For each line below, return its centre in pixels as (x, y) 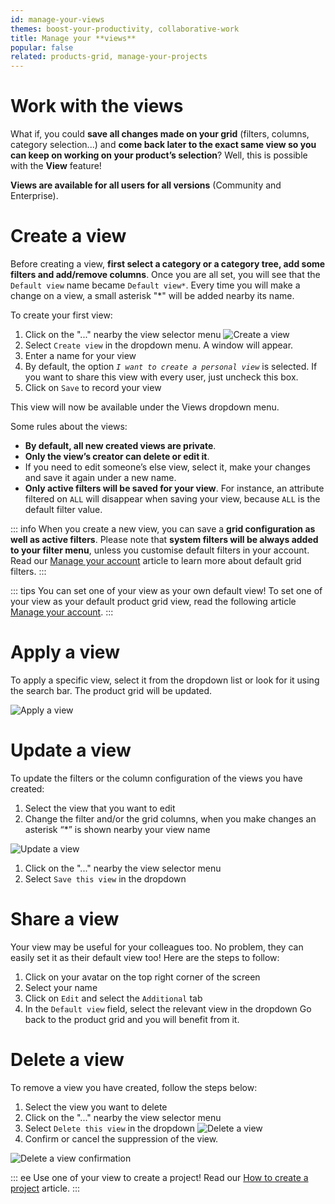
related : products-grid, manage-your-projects (109, 57)
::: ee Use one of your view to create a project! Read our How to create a (159, 1177)
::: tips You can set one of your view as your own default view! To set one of (166, 590)
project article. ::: (45, 1188)
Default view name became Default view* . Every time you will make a (155, 285)
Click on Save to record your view (93, 387)
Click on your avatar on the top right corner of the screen (142, 977)
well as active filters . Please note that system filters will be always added (164, 539)
